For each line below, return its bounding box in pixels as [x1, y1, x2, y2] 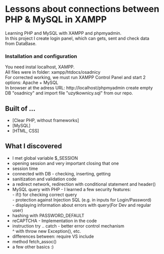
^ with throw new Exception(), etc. [12, 228, 81, 234]
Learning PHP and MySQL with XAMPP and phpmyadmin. [5, 30, 122, 36]
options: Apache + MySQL [5, 80, 58, 85]
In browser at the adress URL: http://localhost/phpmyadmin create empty [5, 85, 153, 91]
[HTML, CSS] [12, 128, 39, 134]
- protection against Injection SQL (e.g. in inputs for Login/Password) [12, 197, 152, 202]
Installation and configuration [5, 53, 78, 59]
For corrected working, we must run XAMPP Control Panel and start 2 [5, 75, 146, 81]
